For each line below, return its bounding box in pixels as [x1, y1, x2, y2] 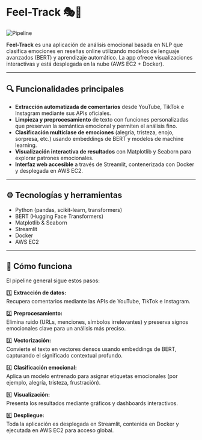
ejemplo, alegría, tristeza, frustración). [6, 379, 101, 386]
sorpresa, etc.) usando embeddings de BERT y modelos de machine [14, 135, 184, 142]
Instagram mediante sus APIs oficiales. [14, 110, 111, 117]
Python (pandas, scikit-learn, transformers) [14, 206, 123, 213]
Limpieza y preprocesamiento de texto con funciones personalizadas [14, 116, 189, 123]
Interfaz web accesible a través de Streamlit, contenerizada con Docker [14, 161, 194, 168]
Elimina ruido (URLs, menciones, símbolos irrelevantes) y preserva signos [6, 318, 188, 326]
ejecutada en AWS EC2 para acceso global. [6, 427, 114, 434]
